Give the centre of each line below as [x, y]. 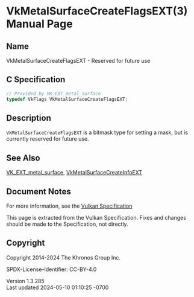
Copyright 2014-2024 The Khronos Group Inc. [63, 257]
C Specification [36, 80]
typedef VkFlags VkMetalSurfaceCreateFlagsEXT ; [67, 99]
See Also [23, 158]
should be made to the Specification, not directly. [67, 224]
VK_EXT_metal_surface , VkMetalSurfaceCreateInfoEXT [74, 173]
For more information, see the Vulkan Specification [69, 206]
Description [29, 118]
